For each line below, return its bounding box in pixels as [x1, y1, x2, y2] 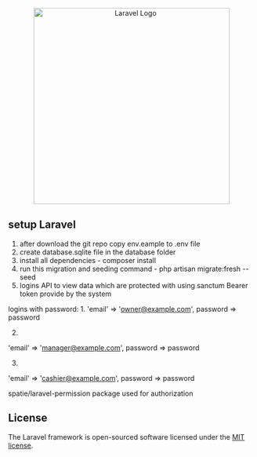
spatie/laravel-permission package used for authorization [8, 389, 194, 398]
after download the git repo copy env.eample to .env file [19, 239, 201, 248]
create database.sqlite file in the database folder [19, 247, 176, 257]
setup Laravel [8, 218, 76, 232]
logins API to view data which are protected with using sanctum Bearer [19, 280, 248, 290]
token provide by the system [19, 289, 112, 298]
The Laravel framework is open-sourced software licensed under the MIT [8, 432, 245, 441]
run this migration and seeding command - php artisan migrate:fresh [19, 264, 241, 273]
